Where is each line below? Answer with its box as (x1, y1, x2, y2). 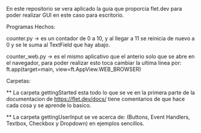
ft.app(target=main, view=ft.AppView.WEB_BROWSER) (6, 66, 141, 73)
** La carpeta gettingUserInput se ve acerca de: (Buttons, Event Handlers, (6, 114, 191, 120)
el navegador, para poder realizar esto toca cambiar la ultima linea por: (6, 60, 182, 66)
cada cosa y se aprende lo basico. (6, 102, 91, 109)
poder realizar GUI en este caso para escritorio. (6, 11, 125, 19)
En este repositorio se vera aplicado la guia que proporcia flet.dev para (6, 5, 182, 12)
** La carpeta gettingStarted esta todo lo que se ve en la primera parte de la (6, 89, 196, 96)
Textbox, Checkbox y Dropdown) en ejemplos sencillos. (6, 120, 144, 127)
